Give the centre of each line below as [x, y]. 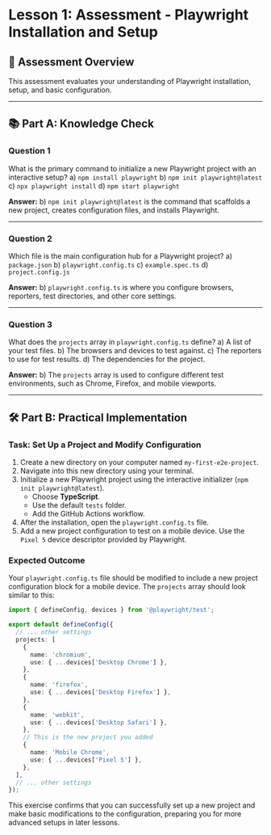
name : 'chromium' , [60, 655]
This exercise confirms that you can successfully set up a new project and [132, 805]
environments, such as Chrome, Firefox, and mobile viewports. [113, 384]
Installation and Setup [83, 32]
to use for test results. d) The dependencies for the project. [107, 359]
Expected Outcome [47, 560]
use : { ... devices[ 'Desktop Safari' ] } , [98, 722]
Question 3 [30, 324]
